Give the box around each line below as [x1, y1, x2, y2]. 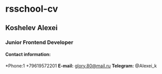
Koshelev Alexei [5, 23, 58, 32]
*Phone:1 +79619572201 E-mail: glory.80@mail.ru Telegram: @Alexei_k [5, 62, 157, 69]
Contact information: [5, 52, 51, 58]
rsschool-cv [5, 3, 58, 15]
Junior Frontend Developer [5, 39, 74, 46]
